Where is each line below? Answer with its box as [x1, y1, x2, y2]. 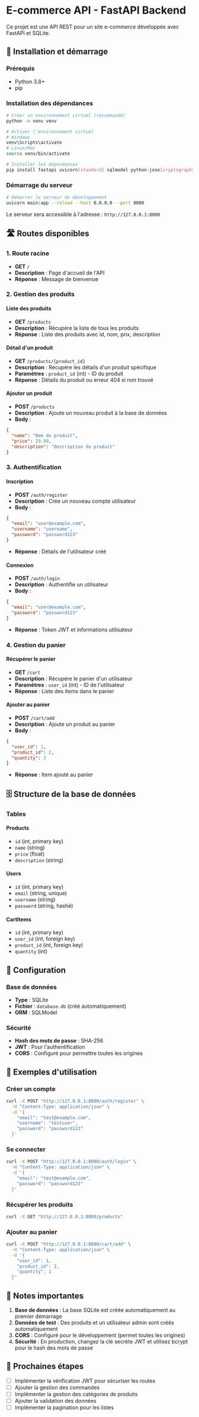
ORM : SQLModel [14, 1009, 57, 1016]
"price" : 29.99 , [11, 438, 52, 444]
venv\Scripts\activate [6, 140, 62, 146]
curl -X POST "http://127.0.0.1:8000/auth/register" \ [6, 1098, 145, 1104]
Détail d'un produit [6, 344, 53, 352]
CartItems [6, 915, 31, 923]
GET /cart [14, 668, 40, 676]
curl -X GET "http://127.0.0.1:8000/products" [6, 1214, 123, 1220]
